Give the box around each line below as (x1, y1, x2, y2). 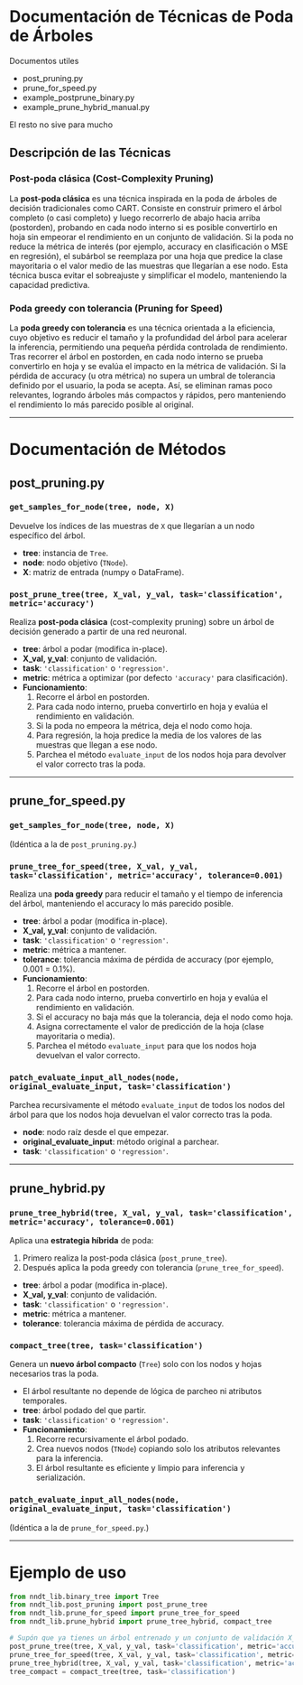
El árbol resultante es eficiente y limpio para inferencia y (35, 1463, 245, 1474)
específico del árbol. (9, 530, 86, 541)
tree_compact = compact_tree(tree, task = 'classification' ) (9, 1667, 236, 1676)
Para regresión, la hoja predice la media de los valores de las (35, 730, 262, 741)
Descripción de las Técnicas (9, 145, 171, 161)
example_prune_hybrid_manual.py (22, 101, 151, 112)
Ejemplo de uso (9, 1562, 127, 1582)
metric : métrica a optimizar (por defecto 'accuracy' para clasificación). (22, 673, 289, 684)
